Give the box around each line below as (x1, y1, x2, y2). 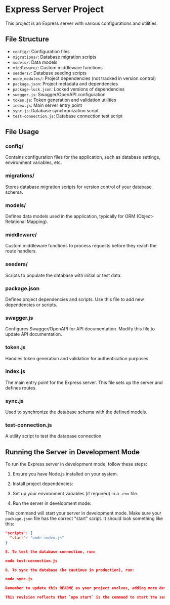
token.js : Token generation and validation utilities (12, 97, 116, 103)
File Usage (5, 127, 39, 136)
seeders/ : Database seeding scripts (12, 70, 87, 76)
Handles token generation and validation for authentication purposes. (5, 355, 150, 361)
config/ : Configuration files (12, 48, 70, 54)
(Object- (136, 213, 154, 220)
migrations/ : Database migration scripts (12, 54, 97, 60)
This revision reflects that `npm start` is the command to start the (5, 595, 157, 600)
